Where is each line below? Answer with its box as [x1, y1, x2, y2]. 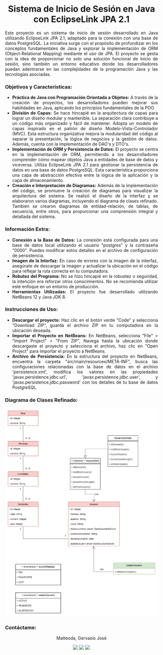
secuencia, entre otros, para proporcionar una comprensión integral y [12, 209, 158, 214]
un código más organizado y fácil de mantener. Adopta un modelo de [12, 120, 158, 126]
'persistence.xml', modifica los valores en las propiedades [12, 369, 158, 375]
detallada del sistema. [12, 213, 56, 220]
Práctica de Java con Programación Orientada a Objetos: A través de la [12, 95, 158, 100]
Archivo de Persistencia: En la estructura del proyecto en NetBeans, [12, 353, 159, 359]
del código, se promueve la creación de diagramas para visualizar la [12, 188, 158, 193]
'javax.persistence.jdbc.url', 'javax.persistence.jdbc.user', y [12, 374, 158, 380]
